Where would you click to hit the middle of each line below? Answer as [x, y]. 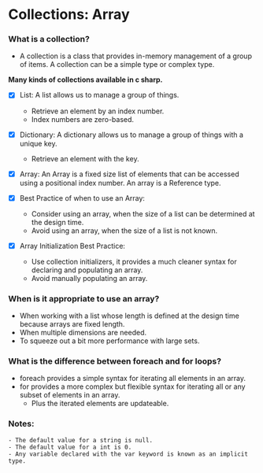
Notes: [21, 424]
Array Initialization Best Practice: [72, 246]
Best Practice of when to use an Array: [82, 198]
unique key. [38, 143]
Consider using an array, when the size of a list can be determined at [143, 213]
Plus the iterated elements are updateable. [100, 404]
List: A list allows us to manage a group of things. [99, 95]
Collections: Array [69, 15]
